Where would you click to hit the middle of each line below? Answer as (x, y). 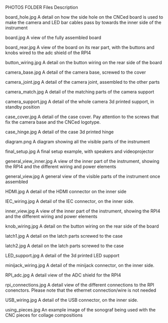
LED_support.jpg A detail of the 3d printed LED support (62, 255)
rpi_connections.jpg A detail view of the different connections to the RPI (80, 285)
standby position (23, 107)
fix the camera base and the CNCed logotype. (53, 122)
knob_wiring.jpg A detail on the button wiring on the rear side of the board (82, 226)
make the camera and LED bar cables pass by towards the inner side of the (83, 22)
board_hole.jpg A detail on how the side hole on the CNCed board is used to (84, 17)
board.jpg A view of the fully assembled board (53, 38)
